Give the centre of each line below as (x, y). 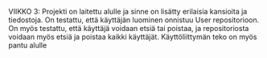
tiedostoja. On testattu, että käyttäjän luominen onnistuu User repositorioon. (134, 20)
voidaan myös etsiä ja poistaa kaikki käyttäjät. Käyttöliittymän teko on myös (133, 37)
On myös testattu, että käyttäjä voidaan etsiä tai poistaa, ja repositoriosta (129, 28)
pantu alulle (28, 45)
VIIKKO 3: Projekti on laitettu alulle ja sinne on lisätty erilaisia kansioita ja (128, 12)
